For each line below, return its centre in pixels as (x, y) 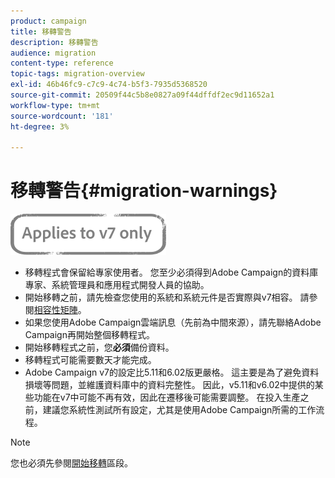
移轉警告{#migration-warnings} (144, 191)
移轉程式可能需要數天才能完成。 (90, 360)
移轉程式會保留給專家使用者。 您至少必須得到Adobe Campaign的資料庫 (171, 272)
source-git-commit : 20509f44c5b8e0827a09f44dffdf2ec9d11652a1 (142, 95)
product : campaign (48, 21)
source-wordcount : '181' (62, 116)
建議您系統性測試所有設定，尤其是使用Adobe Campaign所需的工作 (179, 410)
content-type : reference (62, 63)
